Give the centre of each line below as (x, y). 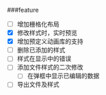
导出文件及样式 (38, 85)
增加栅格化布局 (38, 24)
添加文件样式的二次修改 (50, 67)
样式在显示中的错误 (44, 59)
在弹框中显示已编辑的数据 (63, 76)
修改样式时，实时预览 (47, 33)
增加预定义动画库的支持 (50, 41)
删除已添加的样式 (41, 50)
